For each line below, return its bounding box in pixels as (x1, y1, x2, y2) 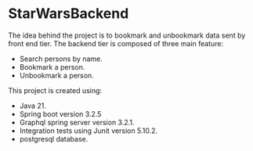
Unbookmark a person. (19, 70, 94, 80)
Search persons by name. (19, 54, 103, 63)
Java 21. (19, 101, 47, 110)
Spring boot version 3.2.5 (19, 109, 102, 118)
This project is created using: (8, 85, 103, 95)
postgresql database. (19, 134, 89, 143)
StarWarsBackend (8, 5, 129, 23)
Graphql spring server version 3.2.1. (19, 117, 135, 127)
